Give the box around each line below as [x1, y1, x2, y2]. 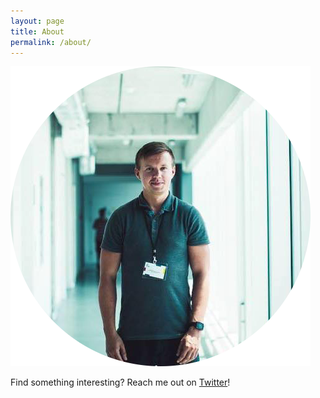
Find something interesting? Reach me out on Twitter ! [10, 376, 231, 389]
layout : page [10, 16, 65, 26]
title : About [10, 26, 65, 37]
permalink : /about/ [10, 37, 92, 47]
